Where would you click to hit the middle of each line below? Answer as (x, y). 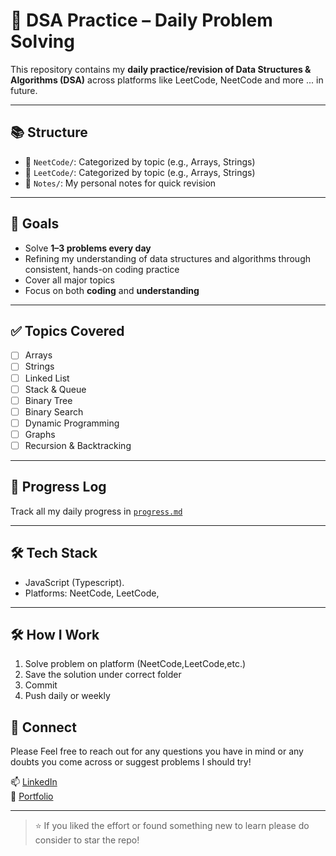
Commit (41, 685)
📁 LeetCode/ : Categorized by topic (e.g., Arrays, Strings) (140, 172)
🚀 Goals (35, 224)
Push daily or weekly (67, 696)
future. (24, 90)
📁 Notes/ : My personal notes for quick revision (120, 183)
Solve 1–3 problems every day (88, 248)
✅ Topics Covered (67, 330)
